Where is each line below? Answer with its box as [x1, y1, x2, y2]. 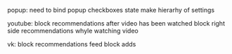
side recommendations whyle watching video [7, 27, 138, 35]
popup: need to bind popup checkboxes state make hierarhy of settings [7, 6, 215, 14]
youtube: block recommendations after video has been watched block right [7, 19, 225, 27]
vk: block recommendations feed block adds [7, 40, 136, 48]
